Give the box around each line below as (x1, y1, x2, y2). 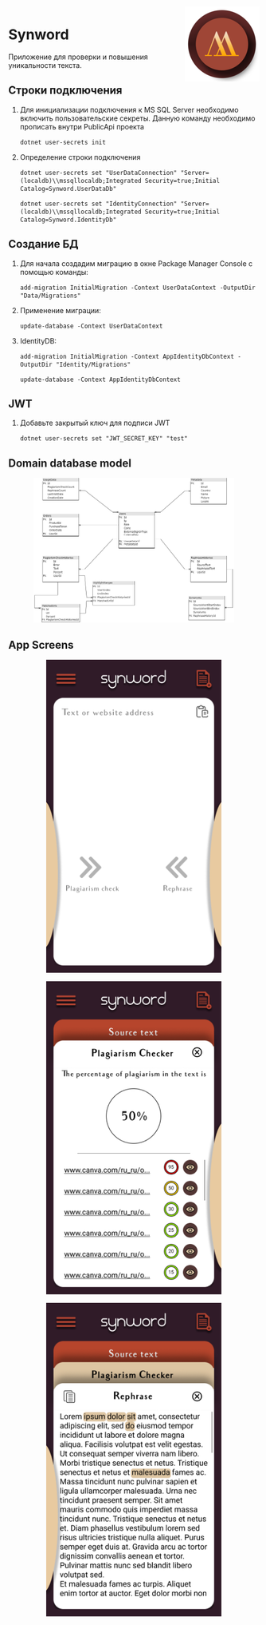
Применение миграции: (19, 305, 101, 315)
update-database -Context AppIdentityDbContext (19, 375, 181, 383)
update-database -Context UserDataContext (19, 322, 163, 330)
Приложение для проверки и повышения (8, 52, 149, 62)
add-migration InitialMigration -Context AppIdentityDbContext (19, 352, 235, 360)
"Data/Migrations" (19, 292, 81, 300)
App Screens (8, 638, 74, 652)
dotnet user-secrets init (19, 138, 106, 146)
